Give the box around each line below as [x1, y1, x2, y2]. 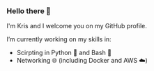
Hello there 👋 [6, 6, 52, 16]
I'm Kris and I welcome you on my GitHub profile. [6, 22, 147, 30]
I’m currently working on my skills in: [6, 35, 112, 43]
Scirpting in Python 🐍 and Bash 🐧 [16, 48, 112, 57]
